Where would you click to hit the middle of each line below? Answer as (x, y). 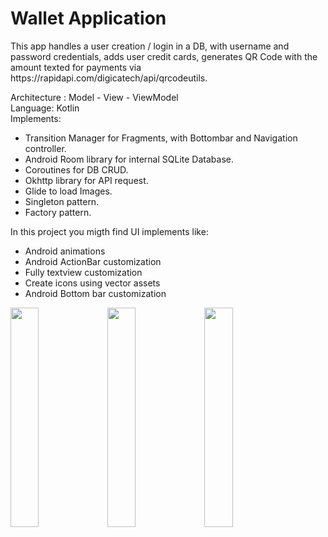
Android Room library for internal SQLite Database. (129, 159)
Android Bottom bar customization (95, 293)
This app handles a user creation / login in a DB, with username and (150, 46)
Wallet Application (88, 18)
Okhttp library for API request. (86, 180)
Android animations (65, 251)
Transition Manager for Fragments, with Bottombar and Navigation (161, 138)
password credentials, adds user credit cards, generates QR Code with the (164, 56)
